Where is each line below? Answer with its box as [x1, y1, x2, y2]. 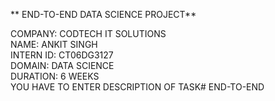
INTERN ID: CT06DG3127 [10, 49, 114, 61]
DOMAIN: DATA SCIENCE [10, 60, 115, 71]
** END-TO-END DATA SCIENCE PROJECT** [10, 9, 197, 20]
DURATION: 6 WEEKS [10, 70, 100, 82]
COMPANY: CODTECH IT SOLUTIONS [10, 28, 167, 39]
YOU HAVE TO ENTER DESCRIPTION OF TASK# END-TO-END [10, 81, 265, 93]
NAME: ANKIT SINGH [10, 39, 98, 50]
